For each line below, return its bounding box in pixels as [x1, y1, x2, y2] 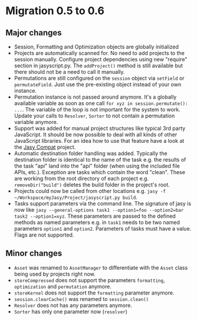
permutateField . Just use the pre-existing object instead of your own [14, 81, 182, 88]
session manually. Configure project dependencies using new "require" [14, 56, 188, 63]
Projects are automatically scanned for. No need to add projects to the [14, 50, 185, 57]
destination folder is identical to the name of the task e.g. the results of [14, 156, 186, 163]
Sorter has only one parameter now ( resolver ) [14, 308, 128, 315]
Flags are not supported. [14, 231, 74, 238]
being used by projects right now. [14, 270, 96, 277]
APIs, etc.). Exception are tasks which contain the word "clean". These [14, 169, 185, 175]
